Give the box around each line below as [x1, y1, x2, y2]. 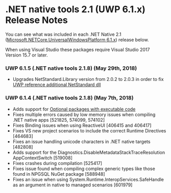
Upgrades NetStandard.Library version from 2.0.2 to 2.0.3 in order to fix [12, 76, 164, 82]
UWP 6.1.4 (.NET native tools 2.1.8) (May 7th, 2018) [5, 94, 134, 101]
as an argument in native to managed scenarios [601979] [12, 182, 133, 188]
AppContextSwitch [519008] [12, 154, 72, 161]
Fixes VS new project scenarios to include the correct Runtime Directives [12, 127, 166, 133]
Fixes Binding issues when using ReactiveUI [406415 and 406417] [12, 122, 152, 128]
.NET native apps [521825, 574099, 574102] [12, 117, 105, 123]
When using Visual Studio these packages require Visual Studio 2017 [5, 46, 150, 52]
